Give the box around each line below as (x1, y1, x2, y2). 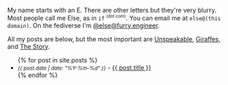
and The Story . (7, 42, 51, 51)
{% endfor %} (17, 70, 58, 79)
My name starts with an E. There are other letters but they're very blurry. (7, 6, 217, 14)
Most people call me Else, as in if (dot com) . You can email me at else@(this (7, 13, 221, 22)
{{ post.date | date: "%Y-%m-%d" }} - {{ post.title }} (17, 63, 152, 72)
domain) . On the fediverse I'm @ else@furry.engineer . (7, 21, 160, 30)
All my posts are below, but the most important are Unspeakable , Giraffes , (7, 34, 221, 43)
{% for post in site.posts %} (17, 55, 98, 64)
